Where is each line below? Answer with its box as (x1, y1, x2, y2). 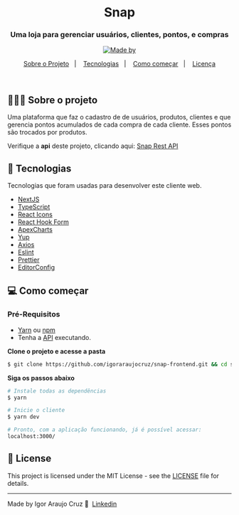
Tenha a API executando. (17, 333, 91, 341)
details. (7, 479, 29, 487)
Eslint (17, 248, 34, 257)
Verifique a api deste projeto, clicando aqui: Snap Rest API (7, 142, 179, 150)
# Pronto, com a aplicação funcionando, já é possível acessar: (7, 426, 202, 434)
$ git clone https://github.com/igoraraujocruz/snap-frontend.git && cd (7, 361, 228, 368)
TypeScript (17, 203, 51, 211)
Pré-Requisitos (7, 309, 60, 319)
